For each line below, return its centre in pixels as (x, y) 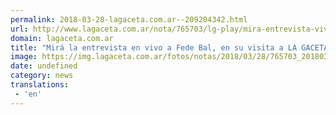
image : (24, 57)
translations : (40, 85)
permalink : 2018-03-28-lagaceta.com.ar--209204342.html (129, 19)
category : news (42, 76)
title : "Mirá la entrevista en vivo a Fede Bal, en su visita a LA (154, 47)
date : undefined (44, 66)
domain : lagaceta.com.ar (62, 38)
